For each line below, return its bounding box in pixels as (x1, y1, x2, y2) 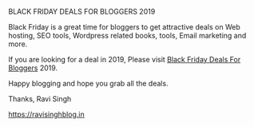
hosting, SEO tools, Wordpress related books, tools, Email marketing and (8, 31, 247, 40)
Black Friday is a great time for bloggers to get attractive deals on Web (8, 22, 241, 31)
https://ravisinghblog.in (8, 109, 85, 119)
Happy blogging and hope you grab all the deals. (8, 79, 169, 88)
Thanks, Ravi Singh (8, 94, 72, 103)
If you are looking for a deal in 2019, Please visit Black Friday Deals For (8, 55, 241, 64)
